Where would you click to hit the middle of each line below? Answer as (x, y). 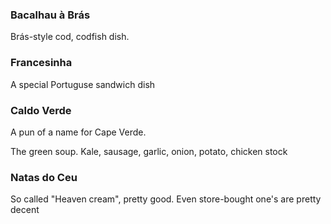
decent (25, 210)
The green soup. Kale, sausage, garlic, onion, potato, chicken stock (149, 151)
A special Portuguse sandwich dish (83, 84)
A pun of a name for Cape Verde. (78, 132)
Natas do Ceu (44, 177)
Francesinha (41, 63)
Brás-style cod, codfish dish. (70, 37)
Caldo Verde (41, 110)
